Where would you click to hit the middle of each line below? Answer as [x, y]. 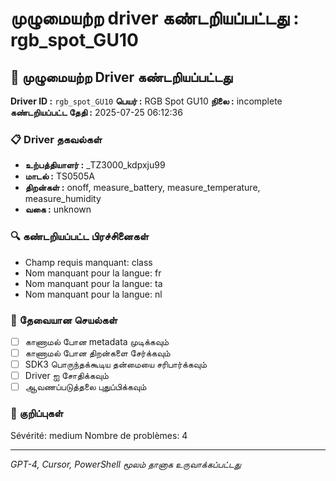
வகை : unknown [58, 209]
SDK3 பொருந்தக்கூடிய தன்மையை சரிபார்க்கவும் [116, 364]
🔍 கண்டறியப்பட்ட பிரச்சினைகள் [79, 237]
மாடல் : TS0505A [59, 176]
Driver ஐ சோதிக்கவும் [66, 376]
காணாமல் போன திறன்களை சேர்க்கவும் [97, 353]
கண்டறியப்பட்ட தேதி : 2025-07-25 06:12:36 [96, 112]
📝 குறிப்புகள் [37, 414]
